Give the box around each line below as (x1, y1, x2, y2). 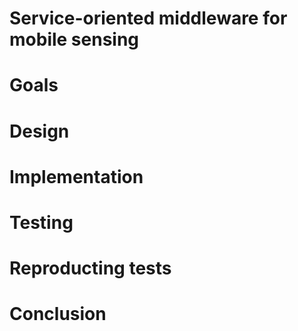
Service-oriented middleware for (9, 7, 288, 30)
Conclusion (9, 303, 107, 326)
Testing (9, 211, 74, 234)
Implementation (9, 165, 144, 188)
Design (9, 120, 70, 142)
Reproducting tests (9, 257, 172, 280)
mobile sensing (9, 28, 140, 51)
